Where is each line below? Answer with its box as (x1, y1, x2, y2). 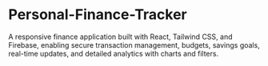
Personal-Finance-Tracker (8, 6, 188, 24)
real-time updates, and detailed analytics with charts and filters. (8, 49, 218, 58)
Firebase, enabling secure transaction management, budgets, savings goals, (8, 40, 260, 49)
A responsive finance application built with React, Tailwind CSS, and (8, 32, 233, 41)
